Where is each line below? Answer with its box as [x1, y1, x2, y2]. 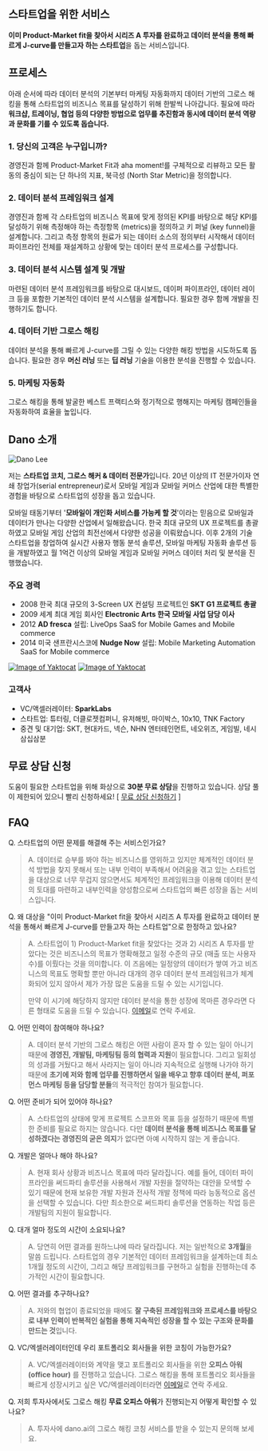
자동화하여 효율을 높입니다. [8, 407, 92, 417]
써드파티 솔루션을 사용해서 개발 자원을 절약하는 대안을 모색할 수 [55, 1178, 252, 1188]
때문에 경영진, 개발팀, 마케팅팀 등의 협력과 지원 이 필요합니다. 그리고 [27, 1050, 235, 1060]
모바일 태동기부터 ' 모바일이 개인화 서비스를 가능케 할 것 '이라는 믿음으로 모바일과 [8, 507, 254, 518]
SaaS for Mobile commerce [19, 647, 110, 657]
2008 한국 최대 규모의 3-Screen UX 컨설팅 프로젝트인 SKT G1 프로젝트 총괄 [19, 599, 257, 610]
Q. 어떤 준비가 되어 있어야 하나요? [8, 1097, 113, 1106]
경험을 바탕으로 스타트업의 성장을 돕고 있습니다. [8, 490, 156, 500]
